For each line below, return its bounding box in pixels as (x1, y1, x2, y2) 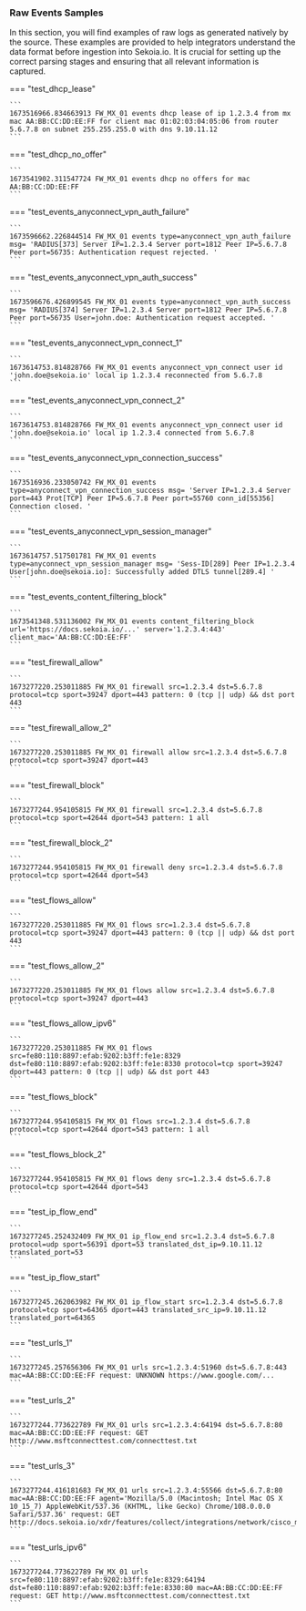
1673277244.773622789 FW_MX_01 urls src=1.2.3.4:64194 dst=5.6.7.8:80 (9, 1421, 283, 1430)
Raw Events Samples (9, 6, 105, 19)
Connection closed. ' (9, 502, 92, 511)
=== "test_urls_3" (9, 1461, 76, 1472)
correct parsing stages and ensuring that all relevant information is (9, 56, 260, 67)
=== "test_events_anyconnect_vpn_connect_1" (9, 337, 183, 348)
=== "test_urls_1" (9, 1338, 73, 1349)
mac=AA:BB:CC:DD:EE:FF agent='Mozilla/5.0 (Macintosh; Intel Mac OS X (9, 1494, 283, 1503)
